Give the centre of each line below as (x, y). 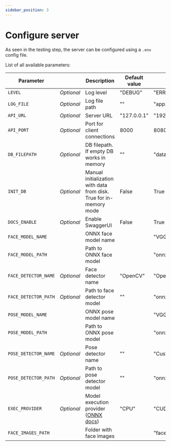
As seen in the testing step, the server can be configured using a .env (78, 50)
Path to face (100, 290)
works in (95, 157)
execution (97, 402)
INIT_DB (17, 191)
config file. (17, 55)
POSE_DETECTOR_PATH (31, 378)
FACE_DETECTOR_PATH (31, 297)
